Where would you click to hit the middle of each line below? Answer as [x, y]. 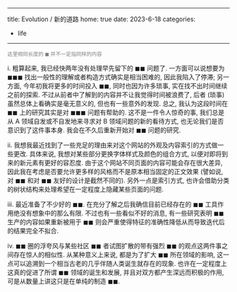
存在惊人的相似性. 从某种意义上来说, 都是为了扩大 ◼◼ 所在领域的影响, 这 [118, 255]
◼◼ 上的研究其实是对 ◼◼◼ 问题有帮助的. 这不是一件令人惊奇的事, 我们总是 [116, 112]
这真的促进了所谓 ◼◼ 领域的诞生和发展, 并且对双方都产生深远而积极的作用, [116, 272]
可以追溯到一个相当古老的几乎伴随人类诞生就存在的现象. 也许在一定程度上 [120, 263]
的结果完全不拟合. [33, 231]
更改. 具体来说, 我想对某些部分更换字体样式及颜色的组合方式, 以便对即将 [117, 154]
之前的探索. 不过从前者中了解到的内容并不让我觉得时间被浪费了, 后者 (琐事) [116, 95]
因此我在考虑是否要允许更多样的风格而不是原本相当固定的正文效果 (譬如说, [115, 171]
